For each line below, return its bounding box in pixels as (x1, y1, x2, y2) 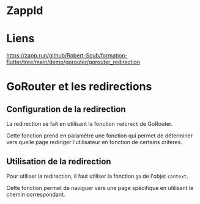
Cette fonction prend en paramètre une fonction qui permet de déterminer (6, 132, 193, 139)
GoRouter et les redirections (6, 80, 152, 93)
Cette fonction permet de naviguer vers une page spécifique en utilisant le (6, 184, 194, 191)
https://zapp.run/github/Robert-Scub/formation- (6, 52, 128, 59)
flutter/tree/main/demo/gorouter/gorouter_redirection (6, 59, 141, 66)
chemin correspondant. (6, 191, 65, 198)
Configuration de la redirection (6, 104, 127, 114)
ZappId (6, 4, 43, 18)
